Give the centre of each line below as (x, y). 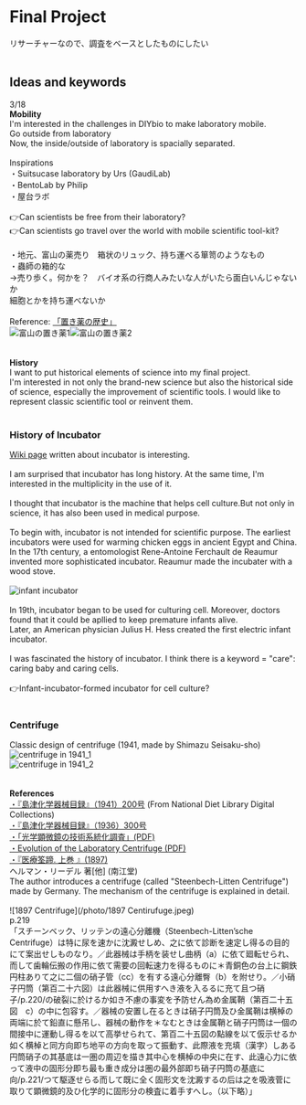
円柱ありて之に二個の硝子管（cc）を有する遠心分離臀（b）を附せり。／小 (148, 977)
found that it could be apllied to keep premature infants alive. (124, 620)
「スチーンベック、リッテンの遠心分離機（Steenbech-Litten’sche (132, 931)
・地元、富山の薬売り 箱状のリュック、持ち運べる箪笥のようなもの (137, 254)
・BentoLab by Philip (49, 185)
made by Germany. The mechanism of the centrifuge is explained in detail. (150, 891)
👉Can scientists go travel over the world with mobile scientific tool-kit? (144, 230)
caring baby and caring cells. (64, 668)
